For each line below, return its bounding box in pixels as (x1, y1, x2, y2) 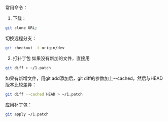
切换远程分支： (5, 35, 37, 41)
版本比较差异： (5, 81, 37, 87)
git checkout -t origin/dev (5, 45, 65, 50)
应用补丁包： (5, 101, 32, 108)
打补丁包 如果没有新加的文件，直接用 (12, 55, 90, 61)
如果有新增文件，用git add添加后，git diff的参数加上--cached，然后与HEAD (5, 75, 163, 81)
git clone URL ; (5, 25, 38, 30)
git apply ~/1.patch (5, 111, 49, 117)
